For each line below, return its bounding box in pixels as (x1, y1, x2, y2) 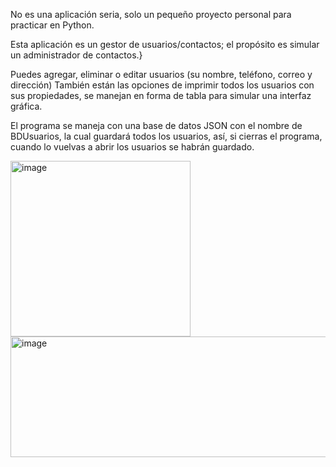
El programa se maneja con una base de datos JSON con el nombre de (10, 120, 303, 131)
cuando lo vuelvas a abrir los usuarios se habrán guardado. (10, 141, 255, 153)
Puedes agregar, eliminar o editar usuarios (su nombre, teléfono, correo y (10, 69, 313, 80)
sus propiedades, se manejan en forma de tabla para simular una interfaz (10, 90, 312, 101)
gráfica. (10, 100, 43, 112)
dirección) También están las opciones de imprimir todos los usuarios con (10, 79, 315, 91)
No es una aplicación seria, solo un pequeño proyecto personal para (10, 9, 292, 20)
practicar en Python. (10, 19, 95, 31)
